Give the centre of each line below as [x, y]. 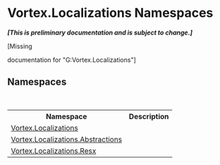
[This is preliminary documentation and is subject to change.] [100, 32]
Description [149, 116]
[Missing [20, 46]
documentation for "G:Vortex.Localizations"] [72, 60]
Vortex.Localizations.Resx [54, 151]
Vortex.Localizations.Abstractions [66, 139]
